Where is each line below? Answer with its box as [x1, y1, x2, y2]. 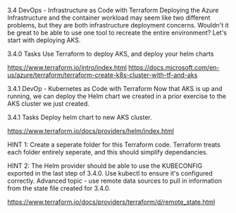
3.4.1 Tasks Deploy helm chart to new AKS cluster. [7, 113, 153, 121]
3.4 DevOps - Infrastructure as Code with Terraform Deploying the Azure [7, 6, 219, 14]
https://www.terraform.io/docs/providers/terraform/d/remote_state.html [7, 197, 216, 206]
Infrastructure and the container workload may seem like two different [7, 13, 211, 22]
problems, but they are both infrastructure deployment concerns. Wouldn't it [7, 21, 229, 29]
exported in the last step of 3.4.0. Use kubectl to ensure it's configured [7, 169, 213, 177]
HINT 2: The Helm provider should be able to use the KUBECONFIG [7, 162, 203, 170]
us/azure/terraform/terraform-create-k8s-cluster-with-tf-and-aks [7, 71, 198, 79]
